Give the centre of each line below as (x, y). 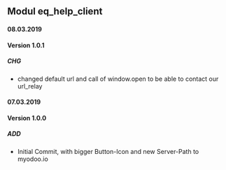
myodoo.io (33, 159)
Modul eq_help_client (55, 11)
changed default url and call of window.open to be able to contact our (118, 79)
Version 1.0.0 (27, 118)
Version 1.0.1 (26, 45)
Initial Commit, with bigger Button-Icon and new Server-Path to (108, 151)
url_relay (30, 86)
